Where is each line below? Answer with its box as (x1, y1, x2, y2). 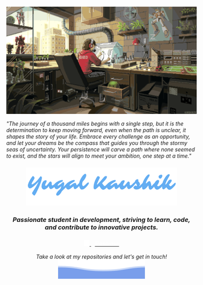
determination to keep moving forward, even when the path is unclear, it (6, 127, 186, 133)
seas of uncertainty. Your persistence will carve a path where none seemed (6, 146, 195, 153)
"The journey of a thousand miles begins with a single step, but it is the (6, 120, 184, 127)
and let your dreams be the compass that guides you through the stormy (6, 139, 188, 146)
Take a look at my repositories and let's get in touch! (36, 253, 167, 261)
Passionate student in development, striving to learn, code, (12, 215, 191, 224)
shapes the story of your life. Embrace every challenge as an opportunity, (6, 133, 190, 140)
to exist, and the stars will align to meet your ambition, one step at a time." (6, 152, 192, 159)
